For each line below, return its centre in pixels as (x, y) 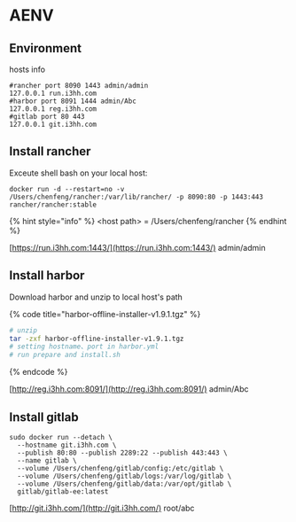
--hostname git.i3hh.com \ (67, 445)
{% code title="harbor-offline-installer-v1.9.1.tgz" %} (105, 314)
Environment (46, 48)
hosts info (27, 69)
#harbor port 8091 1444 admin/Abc (73, 101)
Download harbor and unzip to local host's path (96, 297)
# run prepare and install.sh (65, 355)
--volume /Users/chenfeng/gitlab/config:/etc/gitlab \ (121, 468)
